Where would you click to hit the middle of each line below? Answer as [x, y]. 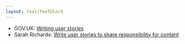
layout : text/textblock [35, 11]
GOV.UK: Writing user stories [49, 28]
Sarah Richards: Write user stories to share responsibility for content [96, 34]
